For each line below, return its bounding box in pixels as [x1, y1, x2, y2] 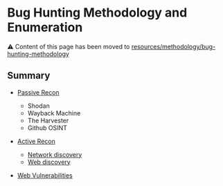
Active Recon [17, 137, 55, 145]
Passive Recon [17, 88, 60, 96]
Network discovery [27, 150, 82, 158]
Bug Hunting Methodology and [7, 5, 188, 21]
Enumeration [7, 19, 83, 35]
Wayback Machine [27, 109, 81, 117]
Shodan [27, 102, 50, 110]
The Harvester [27, 116, 69, 124]
